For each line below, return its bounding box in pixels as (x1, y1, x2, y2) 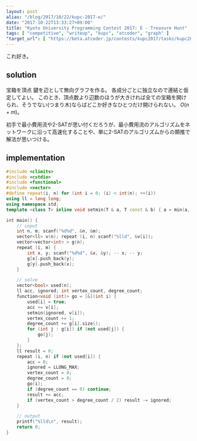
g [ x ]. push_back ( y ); (27, 255, 75, 261)
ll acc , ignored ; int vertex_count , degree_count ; (16, 288, 143, 294)
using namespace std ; (6, 201, 59, 207)
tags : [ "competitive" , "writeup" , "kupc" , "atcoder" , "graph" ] (6, 31, 169, 36)
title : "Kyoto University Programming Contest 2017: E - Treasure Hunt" (6, 25, 188, 31)
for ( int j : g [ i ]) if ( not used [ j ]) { (27, 326, 125, 332)
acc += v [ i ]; (27, 304, 59, 310)
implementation (6, 153, 66, 163)
